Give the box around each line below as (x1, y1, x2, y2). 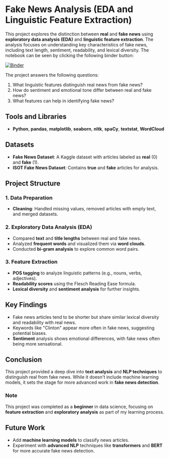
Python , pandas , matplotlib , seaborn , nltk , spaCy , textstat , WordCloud (12, 126, 164, 132)
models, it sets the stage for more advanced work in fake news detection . (5, 379, 160, 385)
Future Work (5, 424, 45, 432)
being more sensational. (12, 340, 63, 347)
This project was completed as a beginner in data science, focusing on (5, 404, 153, 410)
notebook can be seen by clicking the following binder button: (5, 52, 134, 59)
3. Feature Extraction (5, 258, 58, 265)
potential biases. (12, 330, 47, 336)
